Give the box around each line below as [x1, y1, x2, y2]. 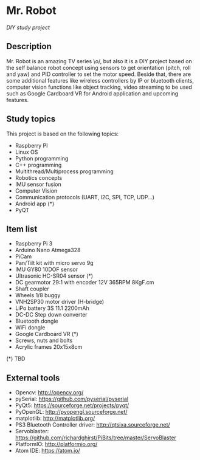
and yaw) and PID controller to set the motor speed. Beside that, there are [6, 70, 191, 78]
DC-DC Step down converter [15, 311, 88, 318]
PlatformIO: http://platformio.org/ [15, 441, 98, 448]
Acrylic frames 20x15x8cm [15, 343, 83, 351]
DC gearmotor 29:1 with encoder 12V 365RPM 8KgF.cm [15, 279, 154, 286]
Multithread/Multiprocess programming [15, 168, 114, 175]
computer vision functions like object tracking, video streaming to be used [6, 83, 193, 91]
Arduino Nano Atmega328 [15, 247, 81, 254]
